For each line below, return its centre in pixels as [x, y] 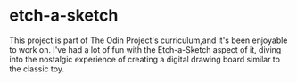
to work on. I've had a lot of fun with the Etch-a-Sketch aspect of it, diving [145, 49]
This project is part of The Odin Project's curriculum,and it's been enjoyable [148, 40]
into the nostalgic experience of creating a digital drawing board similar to [145, 59]
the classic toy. [37, 69]
